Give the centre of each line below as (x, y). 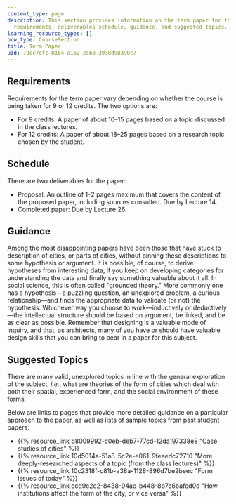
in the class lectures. (47, 126)
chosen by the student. (51, 142)
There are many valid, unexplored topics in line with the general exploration (116, 377)
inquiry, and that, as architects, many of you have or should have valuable (114, 330)
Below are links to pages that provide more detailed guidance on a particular (118, 413)
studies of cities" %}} (48, 449)
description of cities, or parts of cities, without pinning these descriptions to (117, 256)
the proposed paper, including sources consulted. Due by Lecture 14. (117, 201)
